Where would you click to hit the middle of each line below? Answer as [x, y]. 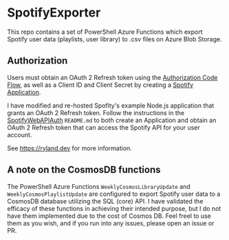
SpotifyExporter [54, 13]
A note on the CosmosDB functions [84, 170]
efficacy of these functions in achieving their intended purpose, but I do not [114, 208]
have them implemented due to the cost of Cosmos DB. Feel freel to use [109, 216]
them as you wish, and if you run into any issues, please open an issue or [111, 223]
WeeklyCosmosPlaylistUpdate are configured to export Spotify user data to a [114, 194]
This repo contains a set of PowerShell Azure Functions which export [105, 32]
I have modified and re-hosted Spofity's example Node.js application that [111, 106]
